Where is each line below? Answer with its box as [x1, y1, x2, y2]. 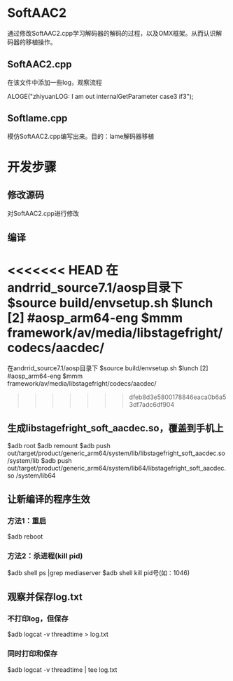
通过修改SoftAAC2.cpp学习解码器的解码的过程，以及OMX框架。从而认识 [7, 29, 216, 37]
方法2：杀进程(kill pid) [7, 551, 83, 561]
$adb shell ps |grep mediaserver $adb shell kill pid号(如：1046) [7, 568, 190, 577]
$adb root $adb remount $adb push [7, 441, 111, 450]
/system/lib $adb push [7, 456, 72, 464]
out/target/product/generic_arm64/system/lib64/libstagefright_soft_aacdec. [7, 464, 226, 472]
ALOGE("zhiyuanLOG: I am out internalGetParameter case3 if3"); [7, 92, 194, 100]
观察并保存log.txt [7, 591, 83, 603]
